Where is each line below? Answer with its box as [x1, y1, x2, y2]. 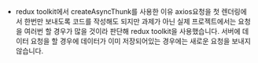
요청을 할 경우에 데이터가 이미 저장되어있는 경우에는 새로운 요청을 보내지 [30, 36, 252, 46]
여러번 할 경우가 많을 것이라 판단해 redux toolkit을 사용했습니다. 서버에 [24, 27, 241, 35]
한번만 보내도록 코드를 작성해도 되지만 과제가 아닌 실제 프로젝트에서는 [24, 17, 237, 26]
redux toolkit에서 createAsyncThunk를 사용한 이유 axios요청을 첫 [15, 7, 220, 16]
